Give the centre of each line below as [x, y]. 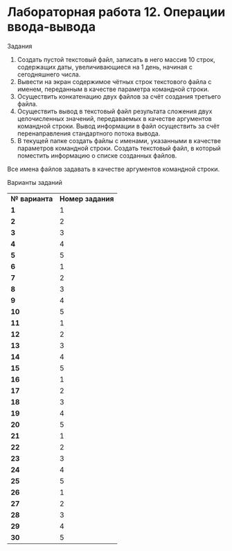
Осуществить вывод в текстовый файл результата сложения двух [115, 111]
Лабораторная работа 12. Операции [116, 12]
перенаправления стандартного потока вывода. [89, 133]
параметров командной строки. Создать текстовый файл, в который [119, 148]
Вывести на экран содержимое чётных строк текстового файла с [114, 81]
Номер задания [87, 199]
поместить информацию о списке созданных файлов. [97, 155]
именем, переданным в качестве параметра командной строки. [113, 89]
